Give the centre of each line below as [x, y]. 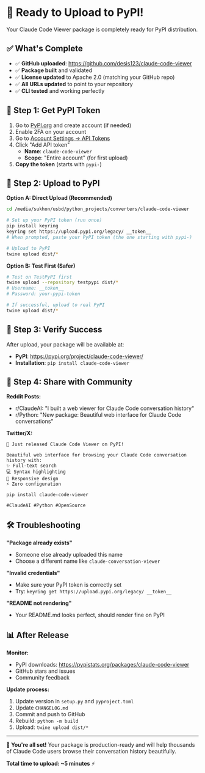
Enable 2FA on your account [51, 131]
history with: [24, 461]
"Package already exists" [39, 543]
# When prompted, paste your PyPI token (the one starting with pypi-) [99, 237]
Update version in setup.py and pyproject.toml [74, 701]
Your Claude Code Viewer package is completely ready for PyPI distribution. [102, 29]
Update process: [28, 689]
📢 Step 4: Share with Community [70, 382]
